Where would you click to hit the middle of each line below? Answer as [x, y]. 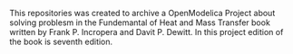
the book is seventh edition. [61, 41]
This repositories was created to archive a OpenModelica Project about [142, 13]
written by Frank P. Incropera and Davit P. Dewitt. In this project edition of [146, 32]
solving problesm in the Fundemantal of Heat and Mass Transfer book [140, 22]
